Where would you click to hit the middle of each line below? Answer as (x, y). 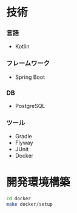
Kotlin (22, 47)
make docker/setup (29, 205)
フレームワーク (28, 63)
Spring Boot (30, 77)
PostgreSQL (30, 106)
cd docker (19, 199)
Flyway (24, 143)
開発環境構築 (38, 182)
